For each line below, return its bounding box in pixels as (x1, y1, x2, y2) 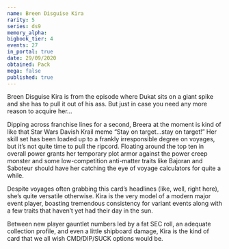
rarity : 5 (7, 16, 36, 23)
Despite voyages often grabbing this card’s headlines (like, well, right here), (7, 185, 219, 193)
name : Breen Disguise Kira (7, 10, 84, 17)
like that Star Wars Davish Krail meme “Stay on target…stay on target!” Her (7, 128, 217, 136)
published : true (7, 73, 53, 81)
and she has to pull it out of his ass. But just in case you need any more (7, 100, 207, 108)
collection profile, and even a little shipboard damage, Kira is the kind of (7, 227, 210, 235)
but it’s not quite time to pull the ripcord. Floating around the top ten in (7, 142, 204, 151)
